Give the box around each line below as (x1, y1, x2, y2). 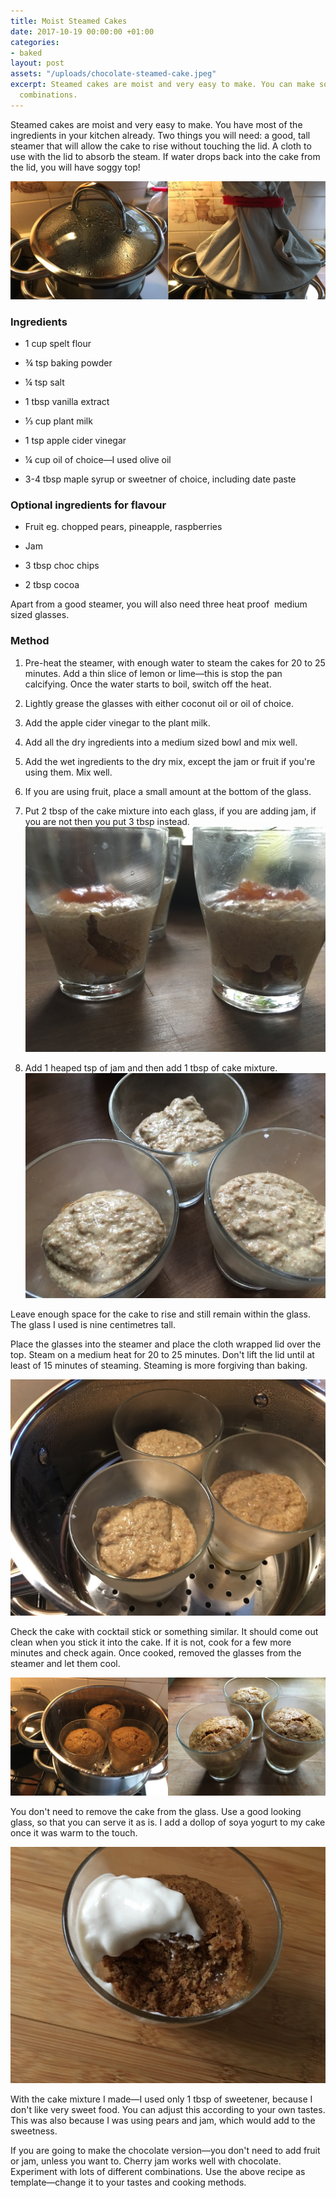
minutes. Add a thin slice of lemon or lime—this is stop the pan (24, 667, 283, 679)
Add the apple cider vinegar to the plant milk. (24, 716, 211, 729)
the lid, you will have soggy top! (10, 161, 141, 173)
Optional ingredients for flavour (10, 498, 167, 512)
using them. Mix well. (24, 766, 113, 778)
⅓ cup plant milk (24, 415, 93, 427)
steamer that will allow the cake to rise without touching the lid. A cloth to (10, 140, 312, 152)
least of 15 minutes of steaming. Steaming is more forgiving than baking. (10, 1359, 308, 1371)
